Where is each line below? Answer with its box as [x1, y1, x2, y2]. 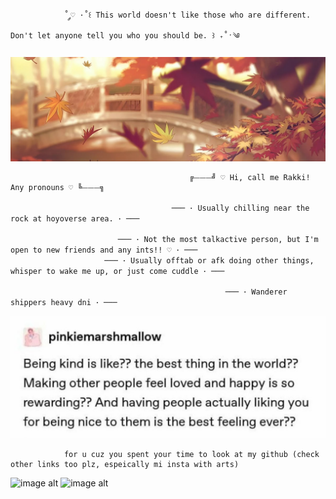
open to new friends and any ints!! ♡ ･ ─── [10, 245, 198, 256]
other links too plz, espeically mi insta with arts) [10, 460, 240, 470]
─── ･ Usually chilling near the [171, 203, 310, 214]
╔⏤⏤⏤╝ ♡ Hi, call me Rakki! [189, 173, 311, 183]
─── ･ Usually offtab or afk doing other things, [104, 256, 315, 266]
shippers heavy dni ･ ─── [10, 298, 118, 308]
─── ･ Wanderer [224, 287, 288, 297]
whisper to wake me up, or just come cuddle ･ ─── [10, 267, 225, 277]
